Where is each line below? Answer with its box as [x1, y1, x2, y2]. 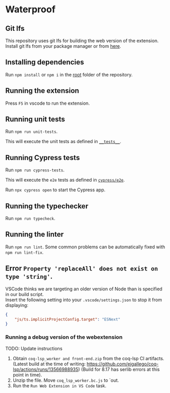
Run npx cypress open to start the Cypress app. [5, 187, 106, 193]
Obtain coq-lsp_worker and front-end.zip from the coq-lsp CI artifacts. [12, 355, 164, 361]
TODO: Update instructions [5, 345, 63, 351]
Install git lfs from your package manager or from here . [5, 43, 122, 49]
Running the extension [5, 86, 80, 95]
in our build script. [5, 291, 44, 297]
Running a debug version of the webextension [5, 333, 123, 341]
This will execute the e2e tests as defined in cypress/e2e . [5, 177, 125, 183]
